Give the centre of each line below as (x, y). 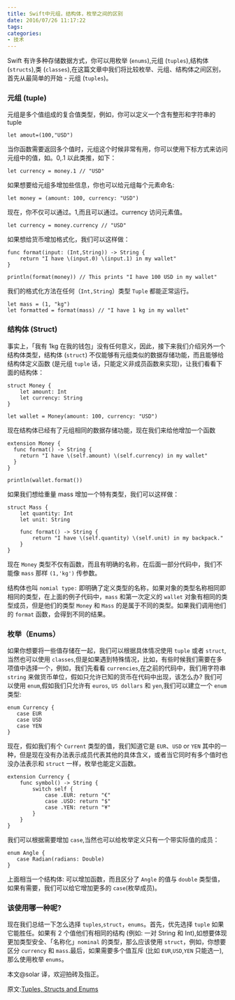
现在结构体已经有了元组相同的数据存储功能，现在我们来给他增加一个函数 (111, 430)
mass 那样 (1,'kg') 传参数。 (61, 573)
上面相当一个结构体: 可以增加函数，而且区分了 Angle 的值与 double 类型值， (115, 879)
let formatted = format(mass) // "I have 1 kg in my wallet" (98, 310)
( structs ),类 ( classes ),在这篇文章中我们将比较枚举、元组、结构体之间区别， (116, 69)
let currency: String (51, 398)
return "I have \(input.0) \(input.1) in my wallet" (98, 259)
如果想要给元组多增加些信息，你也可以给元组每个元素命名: (91, 185)
